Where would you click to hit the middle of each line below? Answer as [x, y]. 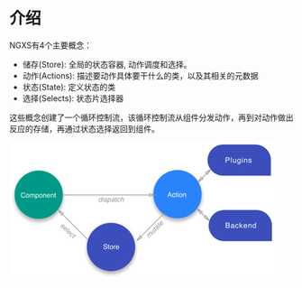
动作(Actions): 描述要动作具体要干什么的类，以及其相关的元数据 [140, 75]
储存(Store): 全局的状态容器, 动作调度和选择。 [107, 64]
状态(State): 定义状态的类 [69, 87]
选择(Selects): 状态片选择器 [73, 98]
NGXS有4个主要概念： [51, 45]
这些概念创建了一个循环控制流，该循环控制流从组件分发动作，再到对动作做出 [151, 117]
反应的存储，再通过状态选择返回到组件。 [84, 128]
